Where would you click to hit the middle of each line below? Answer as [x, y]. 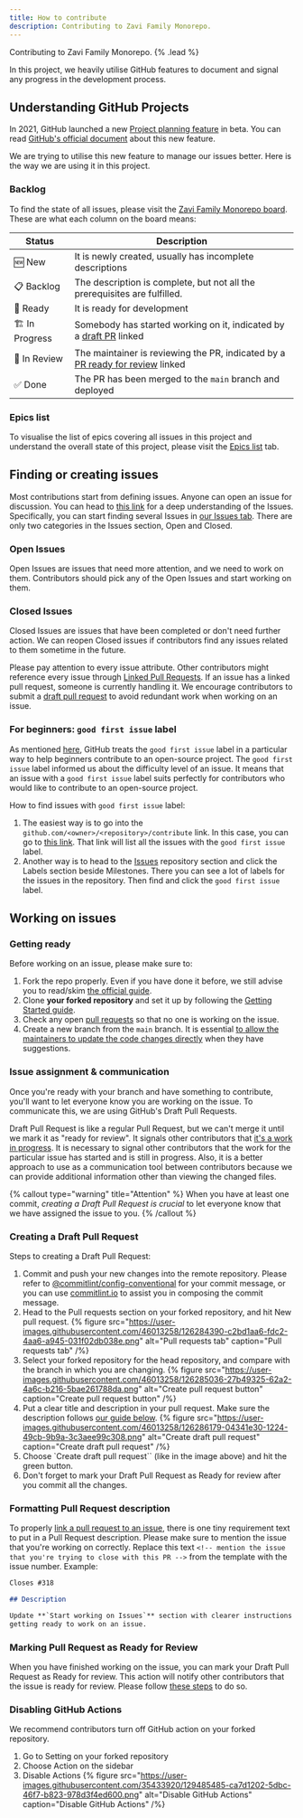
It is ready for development [131, 308]
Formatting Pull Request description [90, 1508]
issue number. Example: [54, 1567]
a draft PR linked [109, 336]
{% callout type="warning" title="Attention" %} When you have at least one [149, 1193]
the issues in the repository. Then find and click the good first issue [151, 880]
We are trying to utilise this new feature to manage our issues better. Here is [150, 156]
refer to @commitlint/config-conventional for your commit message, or [154, 1283]
